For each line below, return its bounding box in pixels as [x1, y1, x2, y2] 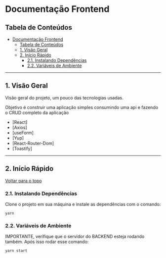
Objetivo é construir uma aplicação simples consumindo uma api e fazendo [5, 104, 159, 110]
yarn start [5, 249, 28, 254]
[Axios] [12, 124, 27, 130]
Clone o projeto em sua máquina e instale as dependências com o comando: [5, 201, 161, 207]
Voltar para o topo [5, 177, 42, 184]
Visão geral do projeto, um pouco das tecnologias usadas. [5, 95, 124, 101]
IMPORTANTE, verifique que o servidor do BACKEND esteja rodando [5, 234, 145, 240]
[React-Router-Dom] [12, 140, 54, 146]
